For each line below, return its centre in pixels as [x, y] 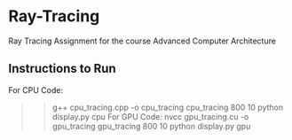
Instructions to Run [62, 69]
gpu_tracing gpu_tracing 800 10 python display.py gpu [151, 126]
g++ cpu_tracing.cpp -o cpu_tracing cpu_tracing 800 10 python [168, 107]
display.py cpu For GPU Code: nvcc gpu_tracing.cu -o [150, 116]
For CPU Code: [36, 89]
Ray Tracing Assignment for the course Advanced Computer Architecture [142, 41]
